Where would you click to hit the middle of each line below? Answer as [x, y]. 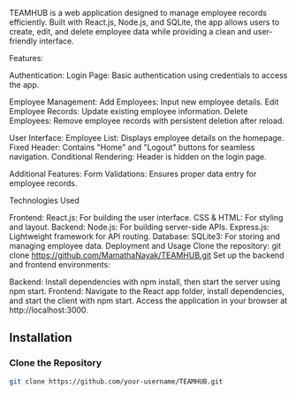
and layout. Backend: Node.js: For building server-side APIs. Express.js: [139, 227]
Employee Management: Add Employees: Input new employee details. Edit [144, 102]
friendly [23, 41]
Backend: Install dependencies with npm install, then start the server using [145, 282]
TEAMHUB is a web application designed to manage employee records [138, 13]
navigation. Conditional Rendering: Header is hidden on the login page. [138, 157]
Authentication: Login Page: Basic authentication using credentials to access [148, 75]
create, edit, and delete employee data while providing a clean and [130, 31]
